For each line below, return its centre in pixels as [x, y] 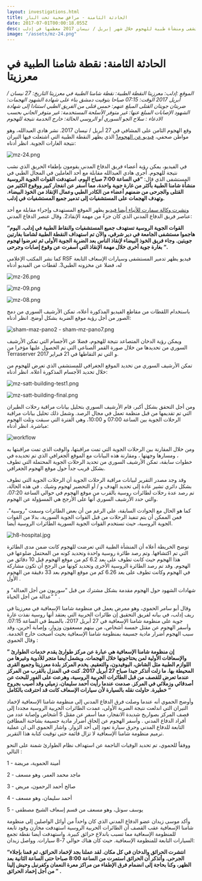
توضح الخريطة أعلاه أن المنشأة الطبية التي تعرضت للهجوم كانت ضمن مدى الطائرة [98, 547]
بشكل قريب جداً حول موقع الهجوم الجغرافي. [56, 468]
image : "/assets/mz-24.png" [42, 34]
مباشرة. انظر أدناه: [28, 426]
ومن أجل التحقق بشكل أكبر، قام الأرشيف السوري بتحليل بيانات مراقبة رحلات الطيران [101, 407]
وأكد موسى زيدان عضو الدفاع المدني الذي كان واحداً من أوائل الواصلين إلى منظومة [99, 821]
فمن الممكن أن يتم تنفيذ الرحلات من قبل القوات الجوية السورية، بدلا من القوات [94, 517]
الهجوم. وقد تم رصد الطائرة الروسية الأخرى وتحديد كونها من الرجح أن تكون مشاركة [99, 566]
